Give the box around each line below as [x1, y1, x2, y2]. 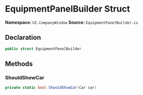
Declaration [5, 33, 41, 42]
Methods [5, 60, 33, 68]
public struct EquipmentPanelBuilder [5, 46, 82, 51]
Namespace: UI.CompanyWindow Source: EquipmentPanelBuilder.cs [5, 19, 139, 25]
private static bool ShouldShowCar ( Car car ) [5, 85, 97, 90]
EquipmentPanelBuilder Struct [5, 3, 130, 15]
